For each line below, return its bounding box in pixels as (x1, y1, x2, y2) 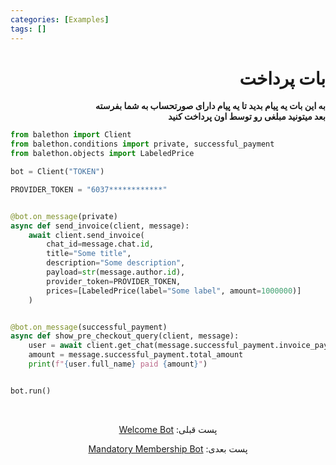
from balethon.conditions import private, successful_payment (10, 139, 275, 150)
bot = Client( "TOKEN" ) (10, 167, 105, 177)
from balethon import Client (10, 130, 132, 140)
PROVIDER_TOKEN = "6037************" (10, 184, 168, 195)
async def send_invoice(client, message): (10, 221, 190, 231)
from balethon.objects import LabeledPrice (10, 149, 195, 159)
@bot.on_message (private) (10, 211, 118, 221)
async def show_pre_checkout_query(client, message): (10, 331, 240, 341)
